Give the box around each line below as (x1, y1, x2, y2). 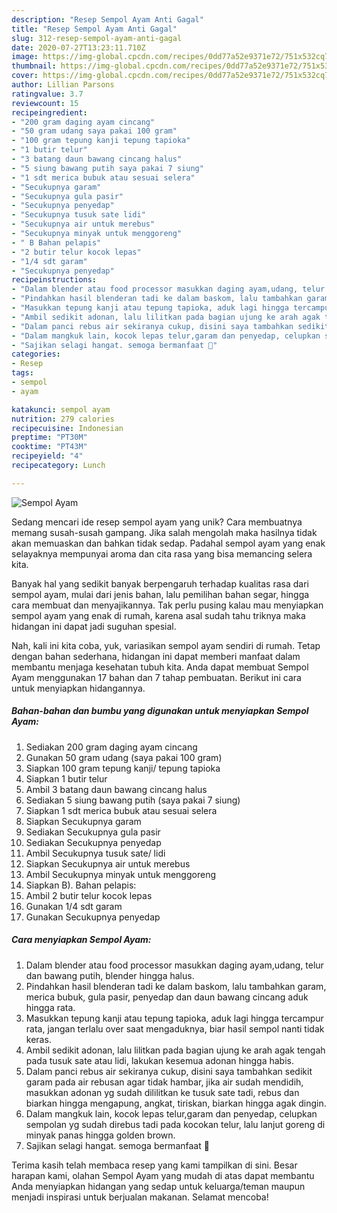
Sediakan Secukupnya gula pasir (25, 826, 161, 838)
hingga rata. (25, 1001, 76, 1013)
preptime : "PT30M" (11, 432, 88, 443)
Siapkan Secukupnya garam (25, 815, 142, 827)
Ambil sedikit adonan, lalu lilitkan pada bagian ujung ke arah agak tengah (25, 1044, 326, 1056)
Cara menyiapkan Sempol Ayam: (11, 934, 152, 946)
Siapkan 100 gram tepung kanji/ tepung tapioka (25, 762, 221, 774)
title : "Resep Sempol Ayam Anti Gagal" (11, 24, 178, 34)
